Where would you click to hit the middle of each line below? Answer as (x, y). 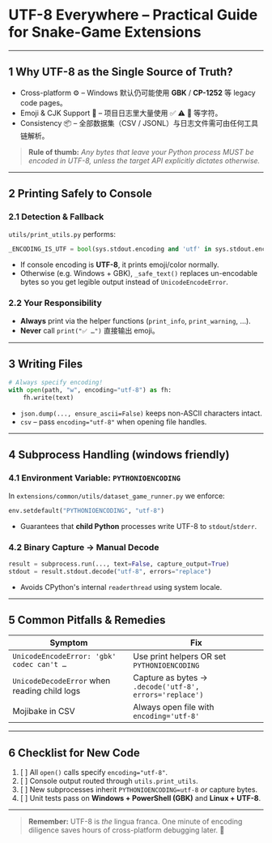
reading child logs (47, 691)
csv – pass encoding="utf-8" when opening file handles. (113, 422)
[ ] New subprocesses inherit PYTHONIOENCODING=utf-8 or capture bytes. (138, 789)
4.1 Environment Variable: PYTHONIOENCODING (94, 478)
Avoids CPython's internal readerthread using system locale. (121, 587)
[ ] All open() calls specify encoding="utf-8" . (94, 772)
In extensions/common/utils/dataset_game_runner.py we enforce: (117, 496)
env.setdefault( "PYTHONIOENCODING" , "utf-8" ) (86, 510)
